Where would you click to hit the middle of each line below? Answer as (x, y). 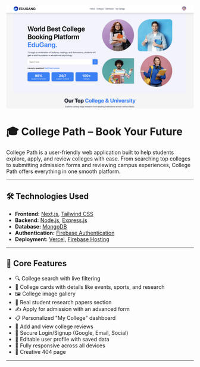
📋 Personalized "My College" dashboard (65, 317)
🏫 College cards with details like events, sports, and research (90, 287)
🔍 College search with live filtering (57, 278)
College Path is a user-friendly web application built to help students (90, 152)
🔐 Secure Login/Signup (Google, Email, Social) (71, 332)
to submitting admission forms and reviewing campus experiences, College (99, 165)
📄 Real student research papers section (63, 302)
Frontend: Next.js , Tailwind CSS (54, 214)
